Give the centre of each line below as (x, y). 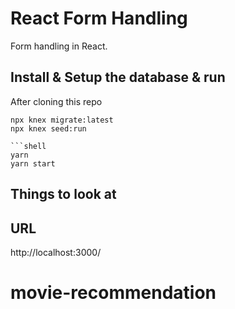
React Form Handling (99, 18)
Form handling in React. (59, 46)
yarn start (33, 163)
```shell (28, 146)
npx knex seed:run (48, 128)
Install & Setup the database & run (118, 77)
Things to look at (63, 194)
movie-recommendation (113, 293)
